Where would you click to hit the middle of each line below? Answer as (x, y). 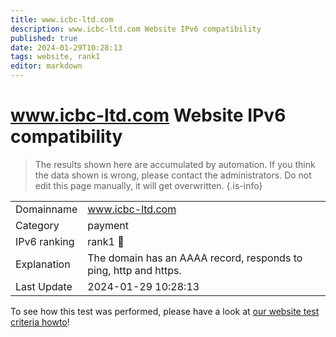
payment (108, 225)
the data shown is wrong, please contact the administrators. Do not (173, 175)
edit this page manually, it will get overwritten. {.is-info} (148, 185)
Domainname (46, 209)
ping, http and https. (134, 270)
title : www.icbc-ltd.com (62, 19)
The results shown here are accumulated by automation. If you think (175, 164)
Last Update (44, 286)
